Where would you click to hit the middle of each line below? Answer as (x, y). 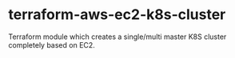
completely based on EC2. (52, 44)
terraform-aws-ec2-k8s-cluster (117, 15)
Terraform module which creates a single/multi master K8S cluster (117, 37)
